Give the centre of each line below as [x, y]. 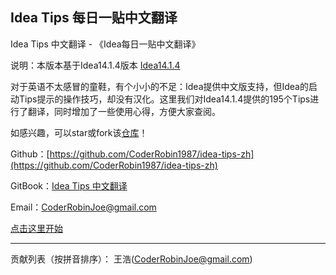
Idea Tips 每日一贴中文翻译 [94, 18]
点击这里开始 [36, 228]
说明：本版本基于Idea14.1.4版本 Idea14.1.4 [95, 65]
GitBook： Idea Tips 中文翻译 [69, 185]
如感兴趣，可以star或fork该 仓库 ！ [79, 132]
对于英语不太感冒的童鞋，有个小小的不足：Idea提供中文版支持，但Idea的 [159, 86]
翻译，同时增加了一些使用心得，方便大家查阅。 [124, 111]
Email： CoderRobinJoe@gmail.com [83, 207]
